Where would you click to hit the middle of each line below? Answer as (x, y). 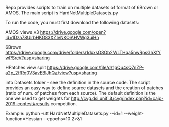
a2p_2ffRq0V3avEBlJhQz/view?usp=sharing (51, 73)
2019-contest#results (27, 104)
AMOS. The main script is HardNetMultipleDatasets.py (62, 13)
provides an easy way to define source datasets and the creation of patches (84, 88)
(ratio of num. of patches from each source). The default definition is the (81, 93)
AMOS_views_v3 (22, 32)
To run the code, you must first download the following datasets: (72, 22)
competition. (64, 104)
